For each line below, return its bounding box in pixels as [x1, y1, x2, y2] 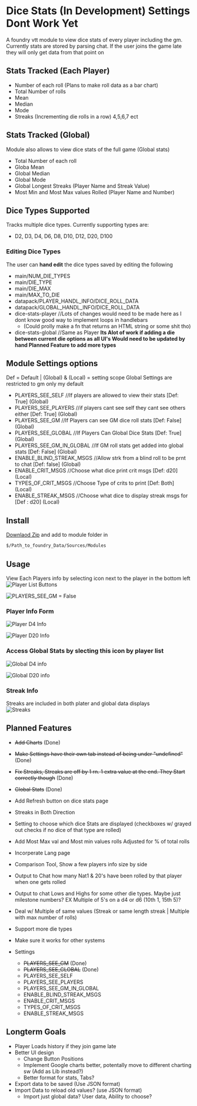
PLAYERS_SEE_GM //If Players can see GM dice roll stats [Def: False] [14, 417, 182, 424]
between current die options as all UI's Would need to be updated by [14, 335, 185, 342]
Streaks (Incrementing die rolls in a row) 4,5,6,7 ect [14, 113, 138, 120]
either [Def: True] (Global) [14, 410, 78, 417]
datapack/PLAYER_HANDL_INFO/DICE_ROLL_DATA [14, 297, 139, 305]
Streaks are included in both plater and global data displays [6, 700, 150, 707]
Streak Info [6, 686, 38, 694]
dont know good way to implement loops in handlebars [14, 316, 148, 323]
